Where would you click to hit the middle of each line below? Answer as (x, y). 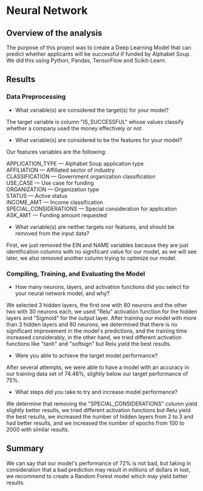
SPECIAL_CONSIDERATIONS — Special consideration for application (92, 208)
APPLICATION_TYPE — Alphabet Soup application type (75, 163)
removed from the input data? (52, 233)
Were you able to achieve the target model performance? (86, 355)
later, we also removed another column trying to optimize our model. (92, 258)
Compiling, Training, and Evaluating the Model (76, 274)
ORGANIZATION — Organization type (53, 189)
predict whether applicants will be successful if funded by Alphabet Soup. (98, 54)
